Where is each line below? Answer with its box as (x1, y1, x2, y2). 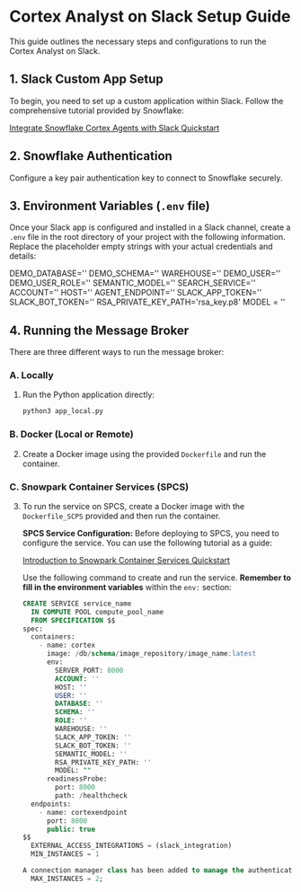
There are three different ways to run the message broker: (9, 347, 225, 358)
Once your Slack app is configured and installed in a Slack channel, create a (9, 222, 291, 233)
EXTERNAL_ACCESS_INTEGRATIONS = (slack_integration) (31, 842, 233, 851)
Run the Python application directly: (22, 389, 155, 401)
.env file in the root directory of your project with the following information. (9, 232, 286, 243)
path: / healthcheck (55, 791, 128, 800)
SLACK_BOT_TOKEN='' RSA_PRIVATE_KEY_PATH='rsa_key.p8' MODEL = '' (9, 296, 286, 307)
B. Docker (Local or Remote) (9, 428, 134, 441)
